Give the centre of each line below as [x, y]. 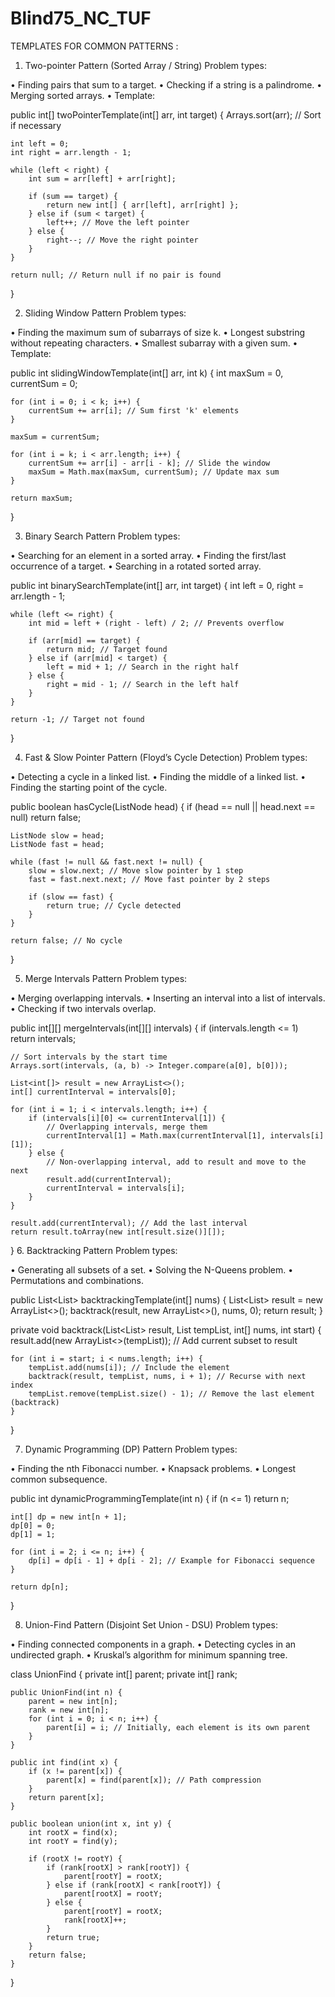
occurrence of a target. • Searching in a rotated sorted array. [136, 566]
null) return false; [46, 817]
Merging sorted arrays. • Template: [83, 95]
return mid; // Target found [107, 649]
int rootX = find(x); [73, 1832]
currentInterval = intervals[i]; [116, 1188]
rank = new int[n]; [69, 1710]
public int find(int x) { [64, 1762]
